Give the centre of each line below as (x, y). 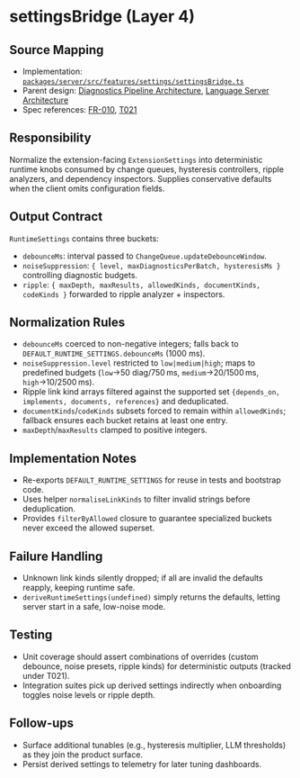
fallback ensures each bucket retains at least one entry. (125, 421)
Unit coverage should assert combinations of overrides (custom (140, 656)
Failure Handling (56, 556)
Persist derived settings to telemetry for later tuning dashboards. (142, 764)
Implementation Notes (73, 458)
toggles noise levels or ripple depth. (88, 694)
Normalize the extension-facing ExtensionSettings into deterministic (136, 159)
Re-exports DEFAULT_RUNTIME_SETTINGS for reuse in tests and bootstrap (151, 480)
